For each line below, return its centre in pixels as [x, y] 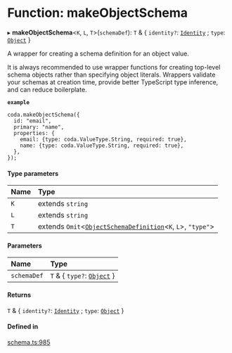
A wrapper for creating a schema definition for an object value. [98, 53]
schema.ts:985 [29, 342]
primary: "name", [39, 127]
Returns [19, 295]
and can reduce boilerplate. [47, 89]
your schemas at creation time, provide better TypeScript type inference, [113, 82]
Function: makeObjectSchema [98, 13]
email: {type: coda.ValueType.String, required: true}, [104, 139]
